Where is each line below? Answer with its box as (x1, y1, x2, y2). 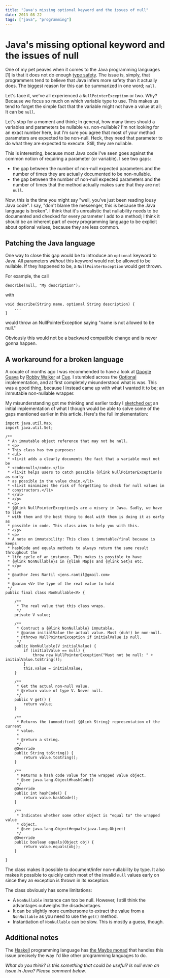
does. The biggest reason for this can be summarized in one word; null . (5, 83, 156, 89)
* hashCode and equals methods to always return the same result (7, 546, 149, 551)
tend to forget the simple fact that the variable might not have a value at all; (5, 103, 162, 110)
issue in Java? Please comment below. (5, 967, 86, 973)
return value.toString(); (23, 755, 79, 760)
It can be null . (5, 109, 36, 115)
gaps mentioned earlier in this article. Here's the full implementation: (5, 411, 149, 417)
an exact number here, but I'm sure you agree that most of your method (5, 129, 155, 135)
